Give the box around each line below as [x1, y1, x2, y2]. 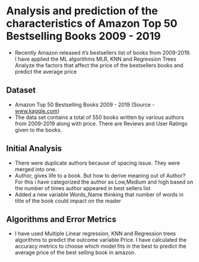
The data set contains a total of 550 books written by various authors [14, 113, 184, 121]
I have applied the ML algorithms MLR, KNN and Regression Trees [14, 55, 176, 62]
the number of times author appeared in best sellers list [14, 184, 151, 191]
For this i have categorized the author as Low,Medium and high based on [14, 178, 194, 185]
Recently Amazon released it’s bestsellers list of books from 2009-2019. [14, 49, 191, 56]
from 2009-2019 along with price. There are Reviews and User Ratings [14, 120, 188, 127]
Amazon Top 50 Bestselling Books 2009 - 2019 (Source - [14, 101, 155, 108]
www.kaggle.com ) [14, 107, 60, 114]
